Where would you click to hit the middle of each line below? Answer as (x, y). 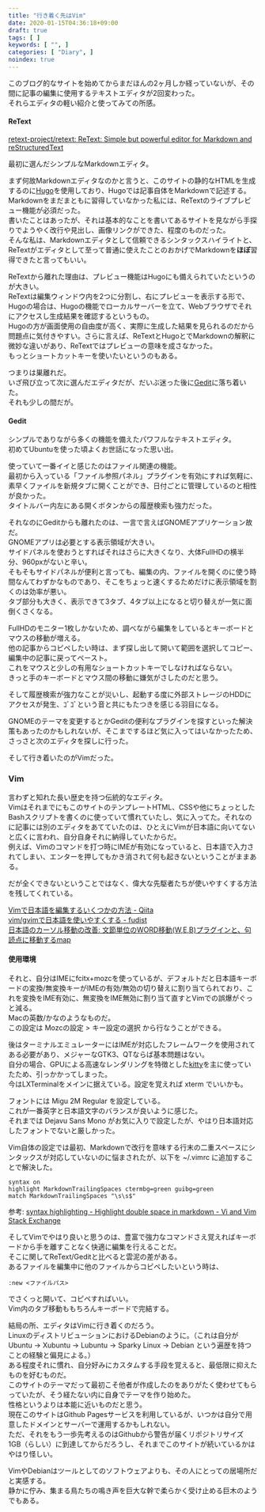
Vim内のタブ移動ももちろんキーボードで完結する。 (91, 1308)
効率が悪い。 (50, 592)
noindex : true (32, 60)
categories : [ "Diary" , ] (51, 52)
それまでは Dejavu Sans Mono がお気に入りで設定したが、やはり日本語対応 (131, 1120)
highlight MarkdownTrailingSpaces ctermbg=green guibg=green (111, 1189)
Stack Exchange (35, 1220)
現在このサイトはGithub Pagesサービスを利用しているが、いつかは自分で (127, 1414)
